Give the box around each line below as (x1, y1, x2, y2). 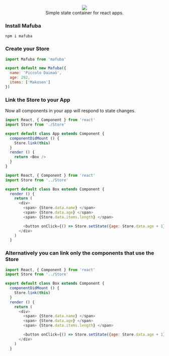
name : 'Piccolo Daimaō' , (10, 70, 62, 75)
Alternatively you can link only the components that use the (5, 250, 154, 257)
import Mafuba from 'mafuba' (5, 57, 66, 62)
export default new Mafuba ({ (5, 66, 66, 71)
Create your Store (5, 45, 50, 52)
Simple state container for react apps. (45, 10, 124, 16)
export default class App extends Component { (5, 131, 105, 136)
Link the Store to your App (5, 96, 70, 103)
